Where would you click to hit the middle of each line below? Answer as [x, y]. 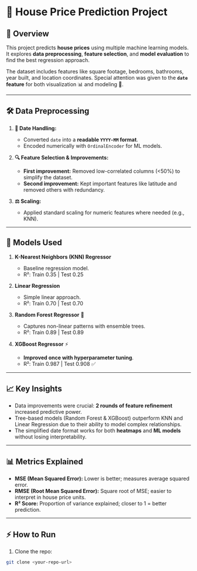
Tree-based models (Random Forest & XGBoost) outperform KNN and [99, 418]
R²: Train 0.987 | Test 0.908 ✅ [60, 363]
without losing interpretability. [50, 437]
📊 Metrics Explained [45, 462]
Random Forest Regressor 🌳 [49, 315]
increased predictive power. [48, 412]
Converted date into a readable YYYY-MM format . [81, 140]
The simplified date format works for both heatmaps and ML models [98, 431]
